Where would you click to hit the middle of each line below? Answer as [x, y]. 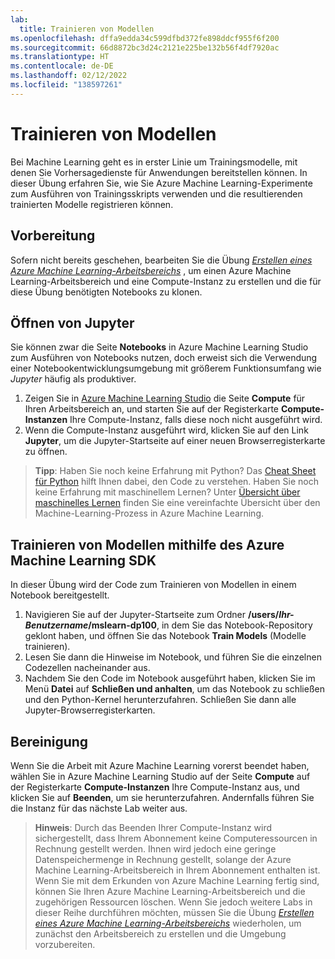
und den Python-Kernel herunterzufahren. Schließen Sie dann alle [160, 700]
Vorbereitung [53, 236]
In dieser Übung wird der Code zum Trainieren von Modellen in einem [153, 585]
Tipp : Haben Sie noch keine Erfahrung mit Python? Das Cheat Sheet [175, 471]
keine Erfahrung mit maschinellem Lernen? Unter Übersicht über [167, 492]
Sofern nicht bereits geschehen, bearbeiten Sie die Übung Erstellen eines [161, 260]
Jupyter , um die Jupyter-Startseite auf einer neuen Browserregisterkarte [175, 441]
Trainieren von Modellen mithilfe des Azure [147, 544]
